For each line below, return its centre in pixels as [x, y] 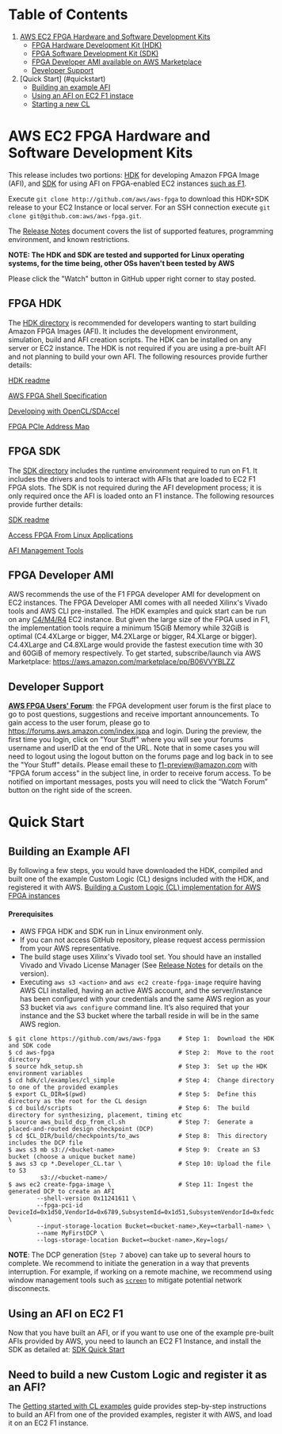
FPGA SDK [34, 451]
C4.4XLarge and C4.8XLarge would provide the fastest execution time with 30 [136, 645]
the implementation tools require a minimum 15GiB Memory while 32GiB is [129, 628]
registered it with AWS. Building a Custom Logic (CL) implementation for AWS [135, 887]
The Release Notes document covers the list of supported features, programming [141, 231]
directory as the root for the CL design [78, 1101]
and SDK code [30, 1046]
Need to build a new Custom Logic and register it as [138, 1374]
